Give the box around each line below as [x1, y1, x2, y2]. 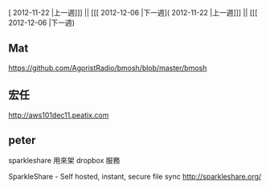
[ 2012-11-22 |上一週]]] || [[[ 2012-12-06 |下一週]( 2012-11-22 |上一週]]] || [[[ [8, 8, 258, 17]
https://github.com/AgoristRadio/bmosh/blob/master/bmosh [8, 63, 207, 72]
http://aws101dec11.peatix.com [8, 110, 109, 120]
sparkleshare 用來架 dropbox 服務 [8, 156, 121, 166]
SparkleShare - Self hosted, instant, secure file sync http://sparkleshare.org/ [8, 172, 262, 182]
